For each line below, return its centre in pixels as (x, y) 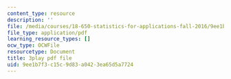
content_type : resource (41, 13)
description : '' (30, 20)
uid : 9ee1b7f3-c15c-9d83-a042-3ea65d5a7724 (70, 65)
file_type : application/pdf (47, 33)
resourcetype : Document (41, 52)
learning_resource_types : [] (49, 39)
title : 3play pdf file (40, 58)
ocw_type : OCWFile (33, 45)
